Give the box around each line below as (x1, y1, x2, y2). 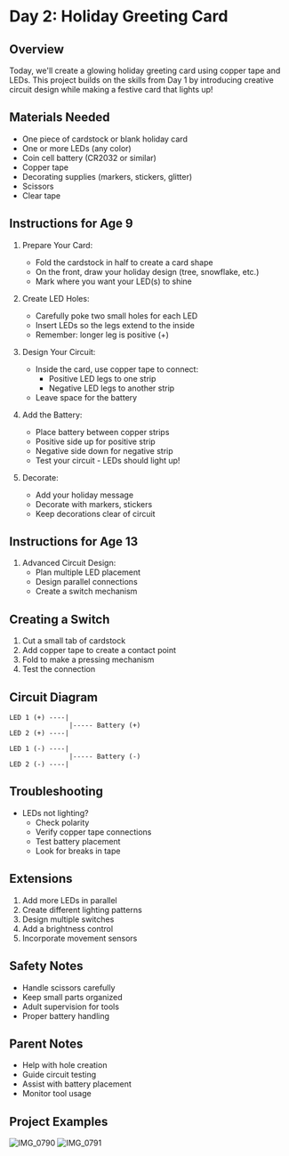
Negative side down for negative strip (35, 445, 173, 456)
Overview (9, 42, 65, 57)
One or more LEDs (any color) (21, 142, 132, 153)
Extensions (9, 871, 73, 886)
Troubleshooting (9, 784, 104, 799)
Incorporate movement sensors (21, 933, 138, 943)
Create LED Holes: (21, 293, 90, 303)
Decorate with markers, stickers (35, 498, 153, 509)
